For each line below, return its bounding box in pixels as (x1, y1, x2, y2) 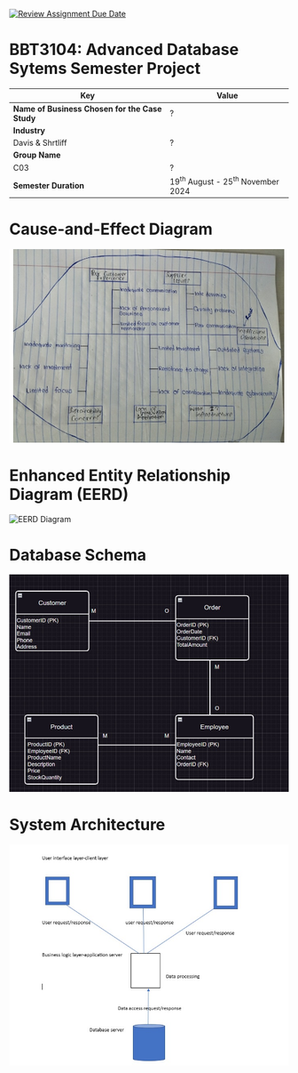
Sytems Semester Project (9, 59, 201, 79)
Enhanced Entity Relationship (9, 465, 231, 485)
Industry (12, 125, 46, 135)
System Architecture (9, 814, 166, 835)
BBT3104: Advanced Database (9, 40, 239, 60)
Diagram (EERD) (9, 484, 129, 504)
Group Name (12, 149, 61, 160)
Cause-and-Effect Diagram (9, 219, 213, 239)
